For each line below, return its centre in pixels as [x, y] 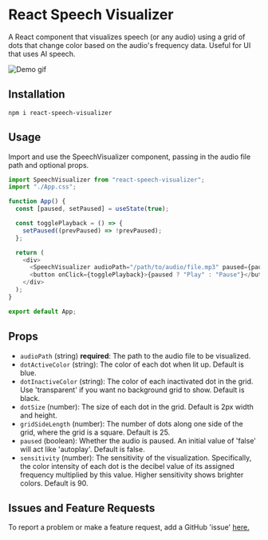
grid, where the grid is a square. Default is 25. [95, 432]
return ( [30, 252]
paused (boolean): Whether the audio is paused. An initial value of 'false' [138, 440]
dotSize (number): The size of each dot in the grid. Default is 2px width [136, 407]
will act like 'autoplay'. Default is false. [82, 449]
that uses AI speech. [42, 54]
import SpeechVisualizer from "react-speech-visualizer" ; [106, 180]
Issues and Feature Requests [82, 508]
